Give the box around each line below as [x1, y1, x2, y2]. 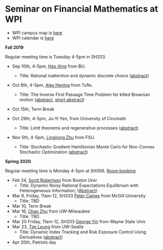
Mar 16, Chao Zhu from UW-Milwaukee [12, 208, 90, 214]
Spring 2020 [5, 158, 31, 164]
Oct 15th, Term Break [12, 106, 54, 112]
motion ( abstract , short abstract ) [19, 96, 85, 103]
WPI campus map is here [12, 30, 62, 36]
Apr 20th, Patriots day [12, 239, 57, 245]
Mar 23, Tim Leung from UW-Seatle [12, 224, 84, 230]
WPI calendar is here [12, 35, 54, 41]
